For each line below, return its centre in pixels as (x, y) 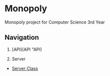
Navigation (22, 38)
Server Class (25, 68)
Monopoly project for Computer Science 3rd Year (55, 22)
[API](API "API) (27, 49)
